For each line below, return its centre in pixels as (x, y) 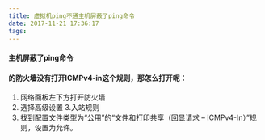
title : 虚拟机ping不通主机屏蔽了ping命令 (72, 16)
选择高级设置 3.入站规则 (60, 108)
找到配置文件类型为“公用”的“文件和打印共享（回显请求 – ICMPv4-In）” (135, 117)
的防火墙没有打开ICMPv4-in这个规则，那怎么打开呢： (98, 78)
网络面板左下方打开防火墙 (63, 97)
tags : (17, 31)
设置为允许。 (56, 128)
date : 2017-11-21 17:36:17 (54, 23)
